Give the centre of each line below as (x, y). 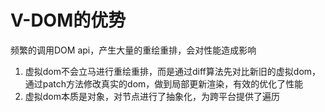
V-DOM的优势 (68, 20)
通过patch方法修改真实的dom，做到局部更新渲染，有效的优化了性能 (164, 83)
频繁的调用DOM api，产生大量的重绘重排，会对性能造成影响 (133, 50)
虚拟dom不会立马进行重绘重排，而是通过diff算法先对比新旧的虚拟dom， (173, 71)
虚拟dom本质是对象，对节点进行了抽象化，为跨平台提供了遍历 (152, 96)
